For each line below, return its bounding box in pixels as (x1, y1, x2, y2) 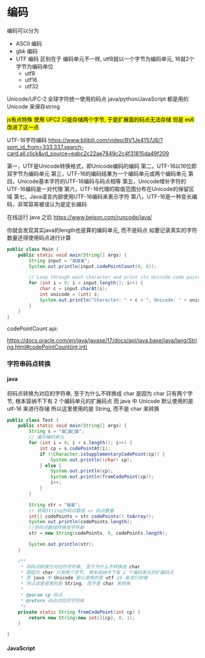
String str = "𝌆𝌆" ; (29, 502, 81, 508)
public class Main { (7, 246, 60, 252)
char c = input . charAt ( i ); (39, 286, 108, 292)
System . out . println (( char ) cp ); (50, 457, 133, 463)
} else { (39, 462, 62, 469)
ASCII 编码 (15, 40, 43, 47)
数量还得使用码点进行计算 (7, 234, 71, 241)
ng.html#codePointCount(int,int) (7, 343, 88, 351)
